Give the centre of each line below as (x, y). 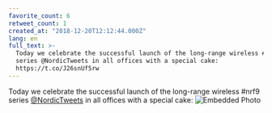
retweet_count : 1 (38, 23)
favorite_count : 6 (39, 16)
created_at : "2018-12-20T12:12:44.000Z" (78, 31)
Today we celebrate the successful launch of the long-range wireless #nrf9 (134, 91)
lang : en (23, 38)
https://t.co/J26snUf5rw (57, 69)
